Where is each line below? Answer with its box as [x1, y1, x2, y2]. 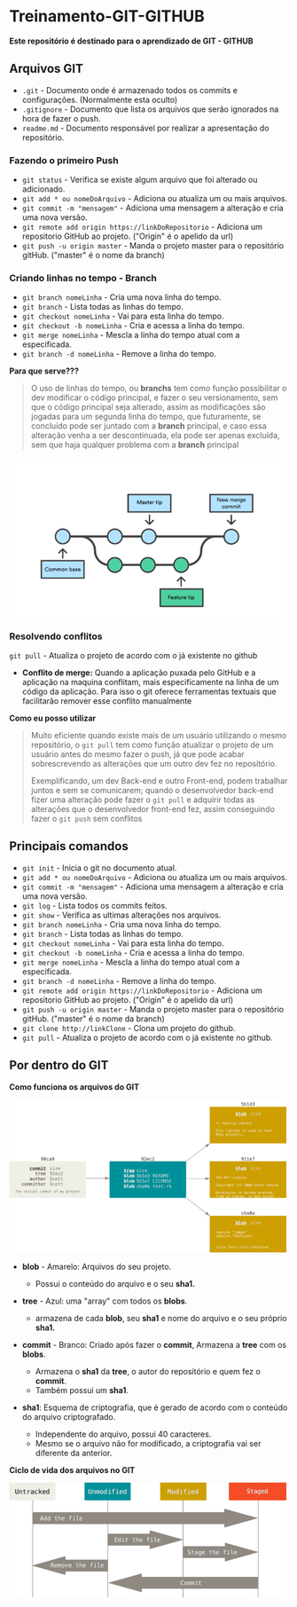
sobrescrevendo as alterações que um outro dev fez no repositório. [30, 758, 277, 768]
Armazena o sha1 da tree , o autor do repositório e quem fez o [35, 1367, 262, 1377]
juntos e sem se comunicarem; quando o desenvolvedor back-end [30, 784, 274, 795]
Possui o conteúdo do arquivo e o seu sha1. [35, 1279, 196, 1289]
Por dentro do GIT [9, 1058, 109, 1073]
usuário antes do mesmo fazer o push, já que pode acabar [30, 748, 246, 760]
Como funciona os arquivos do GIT [9, 1081, 140, 1092]
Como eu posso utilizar [9, 713, 97, 723]
